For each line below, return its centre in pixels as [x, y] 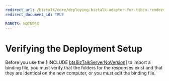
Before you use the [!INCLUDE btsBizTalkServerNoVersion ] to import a [78, 62]
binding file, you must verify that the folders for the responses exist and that [84, 68]
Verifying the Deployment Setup [74, 49]
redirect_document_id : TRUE [35, 15]
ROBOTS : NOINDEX [22, 24]
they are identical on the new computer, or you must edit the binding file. [80, 73]
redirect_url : [20, 10]
